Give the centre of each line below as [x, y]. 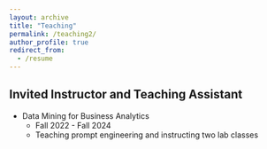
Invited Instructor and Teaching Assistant [126, 94]
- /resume [35, 59]
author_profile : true [49, 42]
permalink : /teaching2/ [53, 34]
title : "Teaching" [43, 26]
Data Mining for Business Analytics [86, 115]
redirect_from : [37, 51]
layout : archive [39, 17]
